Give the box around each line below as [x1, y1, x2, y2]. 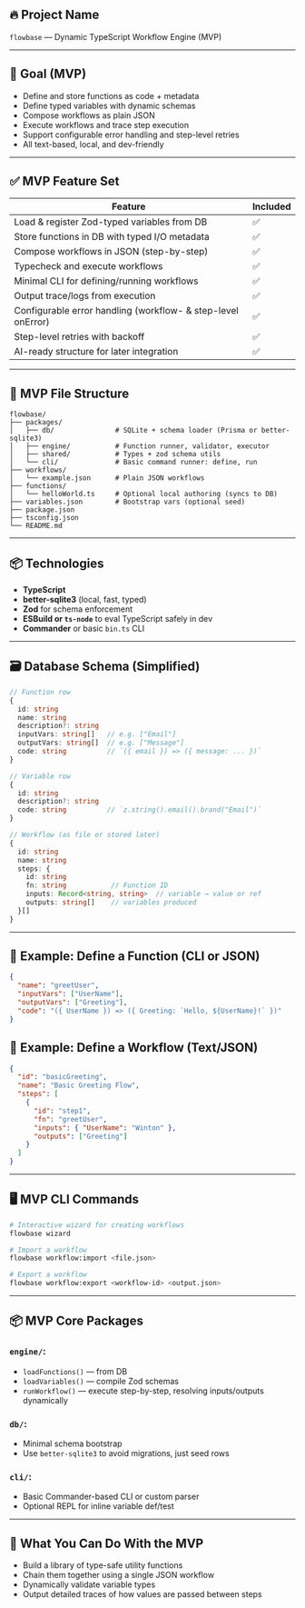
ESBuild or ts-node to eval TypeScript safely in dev [22, 614, 213, 624]
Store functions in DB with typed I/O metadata [14, 231, 211, 244]
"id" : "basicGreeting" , [17, 1073, 107, 1082]
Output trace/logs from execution [14, 290, 156, 303]
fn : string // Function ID [25, 881, 169, 890]
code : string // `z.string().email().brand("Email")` [17, 805, 261, 814]
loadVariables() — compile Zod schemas [22, 1375, 180, 1386]
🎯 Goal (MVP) [9, 66, 87, 82]
